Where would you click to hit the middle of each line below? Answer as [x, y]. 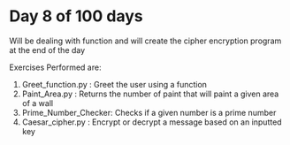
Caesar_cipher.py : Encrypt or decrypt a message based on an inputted [152, 122]
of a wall [38, 103]
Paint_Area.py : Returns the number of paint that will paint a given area [150, 94]
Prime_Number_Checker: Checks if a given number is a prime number [149, 112]
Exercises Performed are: [55, 67]
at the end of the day [47, 50]
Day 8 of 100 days [76, 16]
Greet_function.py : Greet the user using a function [114, 84]
